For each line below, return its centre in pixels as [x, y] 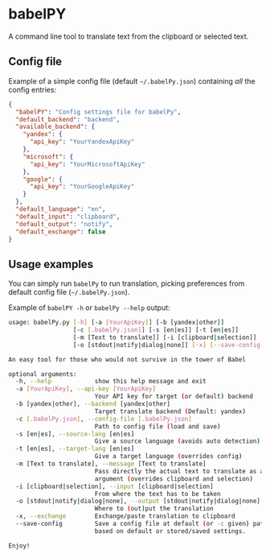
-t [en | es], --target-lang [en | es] [75, 449]
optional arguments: [43, 374]
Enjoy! [19, 546]
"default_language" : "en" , [61, 209]
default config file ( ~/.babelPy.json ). [69, 292]
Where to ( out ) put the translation [154, 509]
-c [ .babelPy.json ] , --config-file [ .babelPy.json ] [104, 419]
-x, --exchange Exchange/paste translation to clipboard [125, 516]
